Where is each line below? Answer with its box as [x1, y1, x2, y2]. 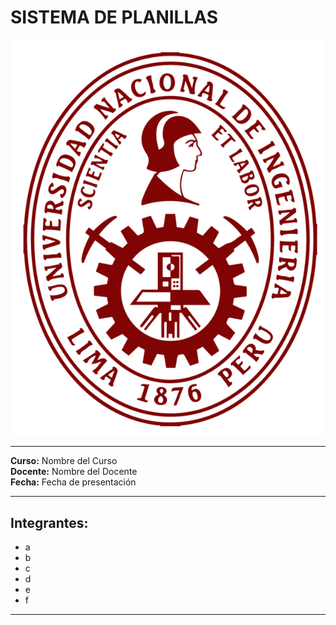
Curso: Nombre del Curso [10, 455, 118, 467]
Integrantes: [10, 514, 89, 531]
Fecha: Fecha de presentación [10, 476, 137, 488]
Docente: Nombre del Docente [10, 466, 138, 478]
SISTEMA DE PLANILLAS [10, 6, 219, 29]
